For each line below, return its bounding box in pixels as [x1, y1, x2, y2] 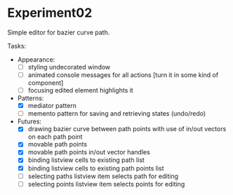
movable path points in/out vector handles [27, 148, 151, 156]
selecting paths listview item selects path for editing [27, 172, 179, 180]
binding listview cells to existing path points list [27, 163, 164, 173]
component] [27, 79, 64, 87]
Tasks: [7, 41, 27, 50]
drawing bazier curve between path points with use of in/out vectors [27, 125, 227, 133]
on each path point [27, 133, 83, 141]
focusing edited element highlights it [27, 86, 133, 95]
